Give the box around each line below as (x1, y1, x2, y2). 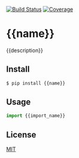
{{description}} (6, 46, 43, 54)
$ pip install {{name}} (6, 80, 66, 86)
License (6, 130, 37, 140)
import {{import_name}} (6, 113, 66, 119)
